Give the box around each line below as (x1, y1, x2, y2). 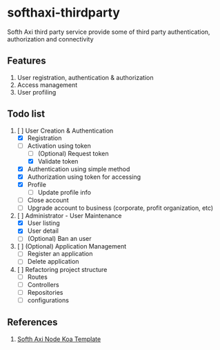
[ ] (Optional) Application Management (17, 242, 127, 251)
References (7, 316, 58, 329)
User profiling (17, 88, 57, 96)
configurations (27, 295, 69, 304)
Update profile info (37, 188, 92, 196)
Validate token (37, 157, 79, 165)
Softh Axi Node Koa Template (17, 335, 101, 343)
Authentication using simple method (27, 164, 130, 173)
